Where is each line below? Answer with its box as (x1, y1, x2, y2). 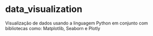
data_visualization (5, 3, 83, 15)
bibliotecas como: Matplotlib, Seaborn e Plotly (5, 25, 100, 31)
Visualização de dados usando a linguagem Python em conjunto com (5, 20, 148, 26)
